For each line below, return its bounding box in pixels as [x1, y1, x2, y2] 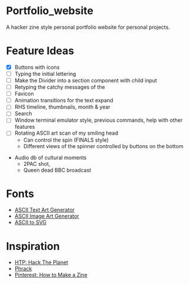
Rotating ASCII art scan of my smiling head [14, 129, 119, 136]
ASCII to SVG [14, 219, 47, 226]
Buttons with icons [14, 64, 60, 71]
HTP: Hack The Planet [14, 259, 69, 266]
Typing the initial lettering [14, 70, 76, 77]
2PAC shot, [23, 160, 51, 167]
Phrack [14, 265, 32, 272]
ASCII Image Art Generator [14, 213, 79, 220]
